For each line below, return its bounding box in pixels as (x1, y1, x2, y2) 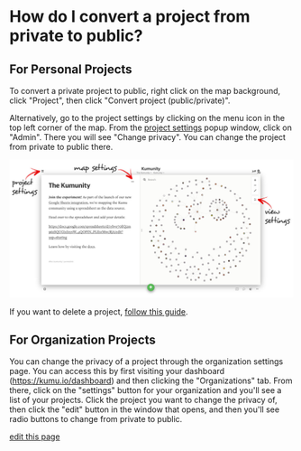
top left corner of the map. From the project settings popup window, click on (9, 122, 293, 133)
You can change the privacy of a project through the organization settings (9, 356, 284, 367)
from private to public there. (9, 142, 114, 152)
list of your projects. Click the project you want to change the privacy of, (9, 395, 278, 406)
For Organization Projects (9, 333, 156, 348)
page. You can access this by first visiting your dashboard (9, 366, 225, 377)
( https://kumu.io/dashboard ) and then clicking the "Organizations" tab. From (9, 375, 293, 386)
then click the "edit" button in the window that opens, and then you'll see (9, 404, 280, 415)
